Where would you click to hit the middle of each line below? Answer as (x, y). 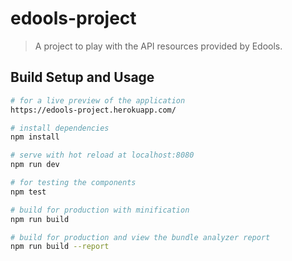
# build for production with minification (100, 210)
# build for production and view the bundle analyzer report (140, 237)
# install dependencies (60, 128)
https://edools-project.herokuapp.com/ (93, 110)
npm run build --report (60, 247)
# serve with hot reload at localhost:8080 (102, 155)
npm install (35, 137)
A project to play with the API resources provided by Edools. (158, 46)
